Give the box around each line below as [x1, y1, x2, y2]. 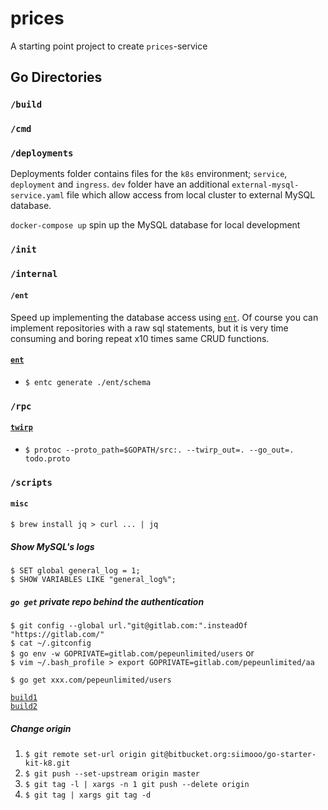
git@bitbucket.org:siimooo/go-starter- [150, 749, 317, 759]
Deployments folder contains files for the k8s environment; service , [10, 168, 288, 180]
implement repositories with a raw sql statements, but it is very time [10, 322, 289, 334]
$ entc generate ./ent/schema [24, 377, 152, 387]
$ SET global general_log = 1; [10, 565, 141, 576]
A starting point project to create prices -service [10, 40, 208, 52]
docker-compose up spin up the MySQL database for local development [10, 219, 301, 231]
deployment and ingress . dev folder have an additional [10, 178, 230, 191]
